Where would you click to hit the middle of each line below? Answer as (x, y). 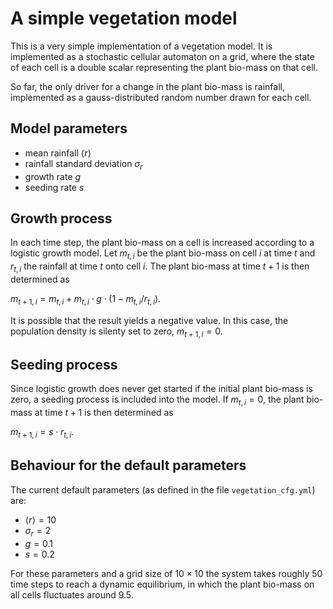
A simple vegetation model (124, 18)
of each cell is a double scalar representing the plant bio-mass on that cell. (164, 67)
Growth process (61, 218)
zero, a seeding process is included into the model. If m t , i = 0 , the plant (157, 400)
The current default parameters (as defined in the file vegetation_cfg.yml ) (163, 489)
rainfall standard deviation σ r (83, 164)
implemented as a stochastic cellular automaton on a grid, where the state (162, 56)
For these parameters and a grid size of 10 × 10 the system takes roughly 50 (166, 573)
